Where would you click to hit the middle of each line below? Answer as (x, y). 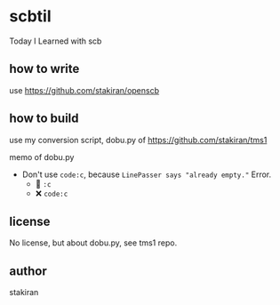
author (28, 271)
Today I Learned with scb (56, 41)
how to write (44, 69)
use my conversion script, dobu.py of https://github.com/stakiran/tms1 (138, 140)
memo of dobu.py (42, 157)
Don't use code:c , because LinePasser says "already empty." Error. (147, 174)
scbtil (30, 16)
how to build (44, 119)
